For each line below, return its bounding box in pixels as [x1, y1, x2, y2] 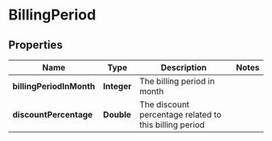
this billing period [138, 119, 205, 130]
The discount [138, 99, 190, 110]
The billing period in [138, 75, 215, 87]
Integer [103, 81, 132, 92]
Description [160, 62, 207, 73]
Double [103, 109, 132, 120]
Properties [8, 38, 63, 52]
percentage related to [138, 109, 222, 120]
